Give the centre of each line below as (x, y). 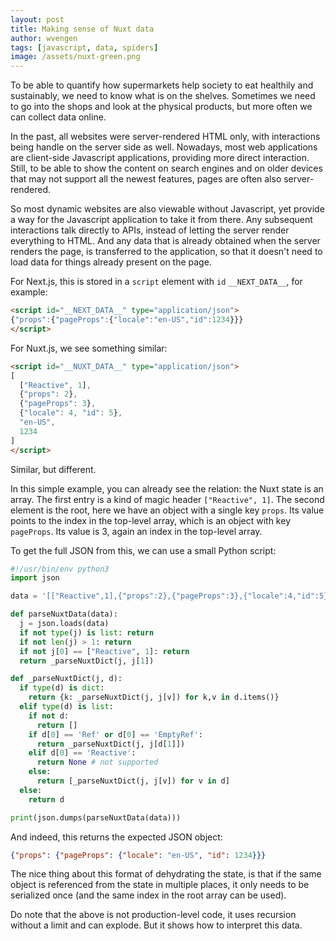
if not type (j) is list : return (87, 632)
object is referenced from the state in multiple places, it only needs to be (160, 885)
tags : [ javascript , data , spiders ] (84, 47)
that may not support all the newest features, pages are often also (146, 179)
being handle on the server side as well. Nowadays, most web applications (164, 147)
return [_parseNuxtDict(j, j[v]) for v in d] (133, 781)
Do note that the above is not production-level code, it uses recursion (153, 915)
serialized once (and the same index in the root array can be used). (148, 895)
